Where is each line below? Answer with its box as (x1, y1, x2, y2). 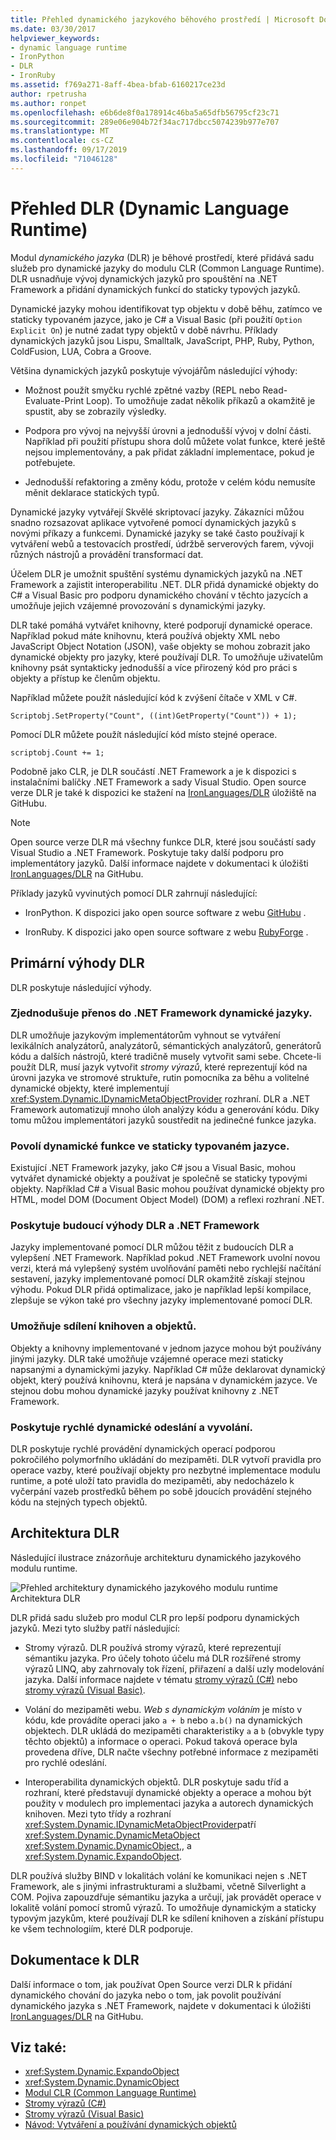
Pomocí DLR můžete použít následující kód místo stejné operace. (10, 728, 278, 740)
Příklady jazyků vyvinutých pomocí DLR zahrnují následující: (10, 887, 258, 899)
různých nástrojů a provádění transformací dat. (10, 548, 204, 560)
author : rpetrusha (10, 89, 87, 99)
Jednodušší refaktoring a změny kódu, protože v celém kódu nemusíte (24, 476, 316, 488)
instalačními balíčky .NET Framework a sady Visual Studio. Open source (10, 776, 307, 788)
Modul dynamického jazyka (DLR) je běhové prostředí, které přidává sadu (10, 251, 315, 263)
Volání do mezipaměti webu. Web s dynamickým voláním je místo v (24, 1703, 303, 1715)
